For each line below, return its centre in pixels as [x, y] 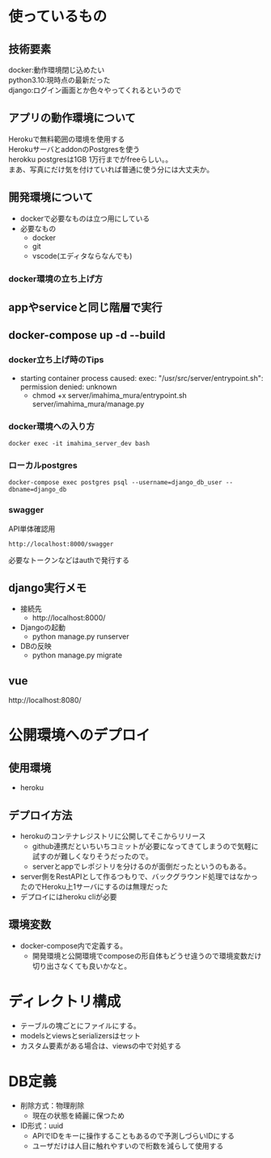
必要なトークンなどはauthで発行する [69, 560]
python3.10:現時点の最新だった [59, 80]
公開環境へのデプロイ [80, 735]
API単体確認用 [32, 528]
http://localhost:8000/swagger [61, 544]
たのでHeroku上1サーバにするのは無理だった [94, 886]
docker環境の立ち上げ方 [56, 278]
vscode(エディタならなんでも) [82, 256]
